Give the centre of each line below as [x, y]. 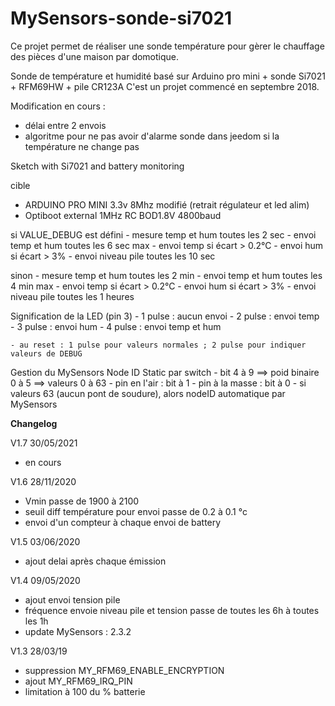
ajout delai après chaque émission [95, 561]
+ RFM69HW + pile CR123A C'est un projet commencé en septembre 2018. [165, 86]
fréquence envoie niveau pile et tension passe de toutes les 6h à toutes [172, 610]
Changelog [34, 423]
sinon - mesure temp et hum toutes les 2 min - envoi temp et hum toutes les [166, 275]
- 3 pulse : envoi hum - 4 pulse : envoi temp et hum [116, 326]
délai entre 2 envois [65, 125]
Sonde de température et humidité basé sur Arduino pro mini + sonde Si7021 [168, 76]
